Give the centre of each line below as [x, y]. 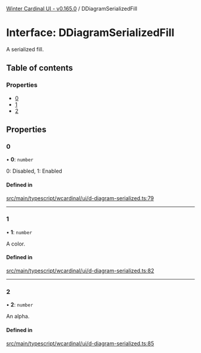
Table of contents [39, 68]
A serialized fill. [25, 49]
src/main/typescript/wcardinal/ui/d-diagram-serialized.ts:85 [80, 343]
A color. [16, 244]
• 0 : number [20, 159]
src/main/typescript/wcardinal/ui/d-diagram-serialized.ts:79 [80, 198]
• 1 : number [19, 232]
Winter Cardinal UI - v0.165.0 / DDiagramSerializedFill [72, 9]
